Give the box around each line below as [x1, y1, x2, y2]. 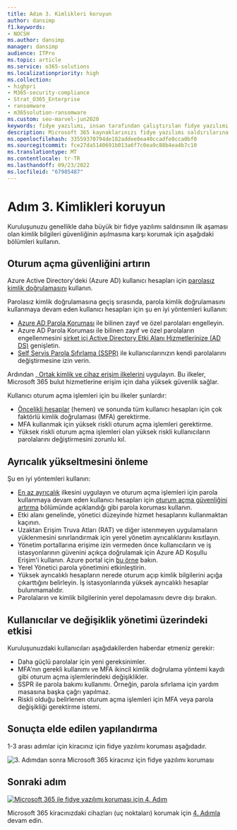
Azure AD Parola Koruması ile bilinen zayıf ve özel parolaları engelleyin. [17, 319, 224, 328]
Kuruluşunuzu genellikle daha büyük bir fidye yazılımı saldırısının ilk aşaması [7, 222, 228, 231]
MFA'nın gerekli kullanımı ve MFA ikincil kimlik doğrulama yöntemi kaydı [17, 665, 225, 673]
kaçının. [17, 518, 41, 527]
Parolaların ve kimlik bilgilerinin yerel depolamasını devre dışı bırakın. [17, 594, 217, 602]
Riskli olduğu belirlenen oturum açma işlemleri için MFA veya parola [17, 695, 214, 703]
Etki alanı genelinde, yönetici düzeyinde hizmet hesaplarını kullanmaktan [17, 511, 228, 519]
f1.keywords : [7, 23, 46, 30]
